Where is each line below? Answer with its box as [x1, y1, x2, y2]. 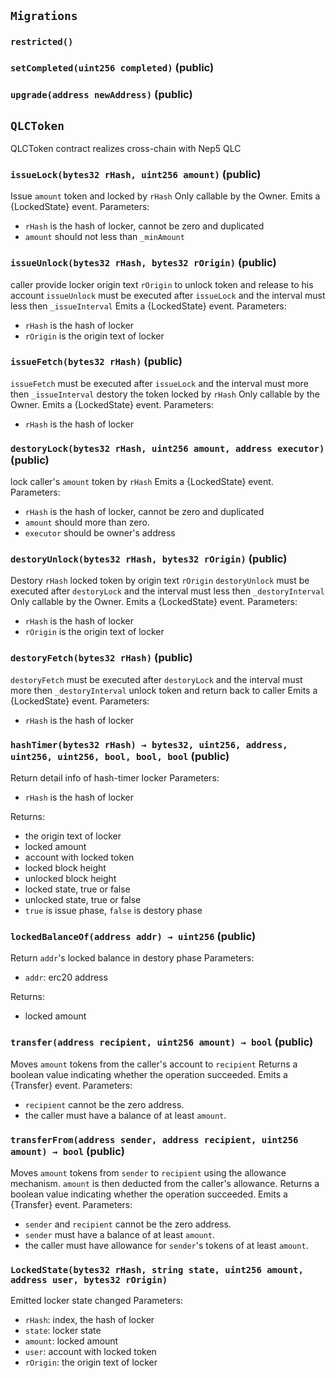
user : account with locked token [24, 1346, 157, 1358]
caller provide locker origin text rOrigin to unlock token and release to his [10, 278, 314, 290]
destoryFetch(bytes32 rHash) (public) [10, 651, 193, 665]
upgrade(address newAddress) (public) [10, 88, 193, 102]
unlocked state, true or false [24, 894, 142, 906]
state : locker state [24, 1325, 102, 1337]
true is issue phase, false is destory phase [24, 905, 203, 917]
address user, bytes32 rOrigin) [10, 1274, 168, 1285]
